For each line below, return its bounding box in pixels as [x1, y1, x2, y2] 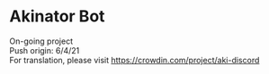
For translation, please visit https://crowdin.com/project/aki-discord [9, 54, 260, 65]
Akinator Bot [9, 6, 105, 27]
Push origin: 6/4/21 [9, 45, 80, 55]
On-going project [9, 36, 74, 46]
